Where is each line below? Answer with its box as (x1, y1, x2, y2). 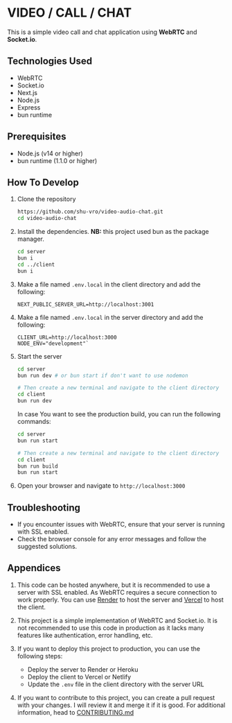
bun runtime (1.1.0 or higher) (17, 156, 98, 164)
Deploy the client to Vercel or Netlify (27, 672, 132, 681)
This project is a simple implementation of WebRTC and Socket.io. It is (17, 616, 218, 624)
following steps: (17, 652, 63, 660)
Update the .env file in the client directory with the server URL (27, 680, 204, 688)
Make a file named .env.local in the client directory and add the (17, 280, 201, 289)
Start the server (17, 352, 62, 360)
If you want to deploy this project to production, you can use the (17, 644, 201, 653)
